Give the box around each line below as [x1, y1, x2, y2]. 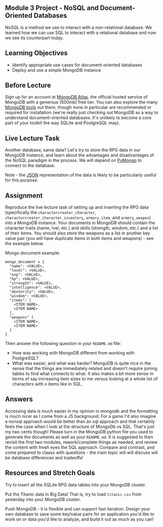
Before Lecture [5, 81, 51, 90]
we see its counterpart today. [5, 35, 64, 40]
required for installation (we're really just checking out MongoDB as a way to [5, 110, 159, 116]
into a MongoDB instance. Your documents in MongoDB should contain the [5, 220, 155, 226]
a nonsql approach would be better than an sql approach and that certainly [5, 418, 155, 424]
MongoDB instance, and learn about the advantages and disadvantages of [5, 152, 154, 158]
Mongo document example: [5, 250, 60, 256]
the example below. [5, 241, 44, 247]
